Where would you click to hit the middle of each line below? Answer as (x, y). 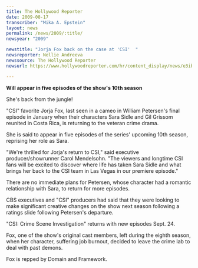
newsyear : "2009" (27, 39)
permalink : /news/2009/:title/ (44, 33)
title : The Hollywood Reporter (44, 11)
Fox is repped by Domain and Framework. (57, 259)
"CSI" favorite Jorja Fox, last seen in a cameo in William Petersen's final (93, 110)
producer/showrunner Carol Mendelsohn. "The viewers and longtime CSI (95, 158)
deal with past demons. (34, 247)
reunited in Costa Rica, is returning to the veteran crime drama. (82, 123)
